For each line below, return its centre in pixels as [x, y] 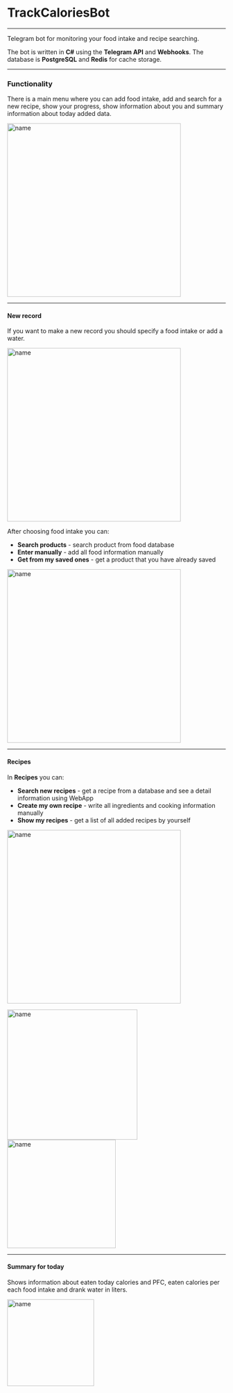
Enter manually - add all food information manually [90, 552]
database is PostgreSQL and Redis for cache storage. [84, 59]
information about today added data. [60, 114]
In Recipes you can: [36, 777]
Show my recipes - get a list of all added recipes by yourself [104, 820]
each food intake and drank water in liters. [68, 1290]
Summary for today [36, 1267]
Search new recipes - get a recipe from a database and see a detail [114, 791]
